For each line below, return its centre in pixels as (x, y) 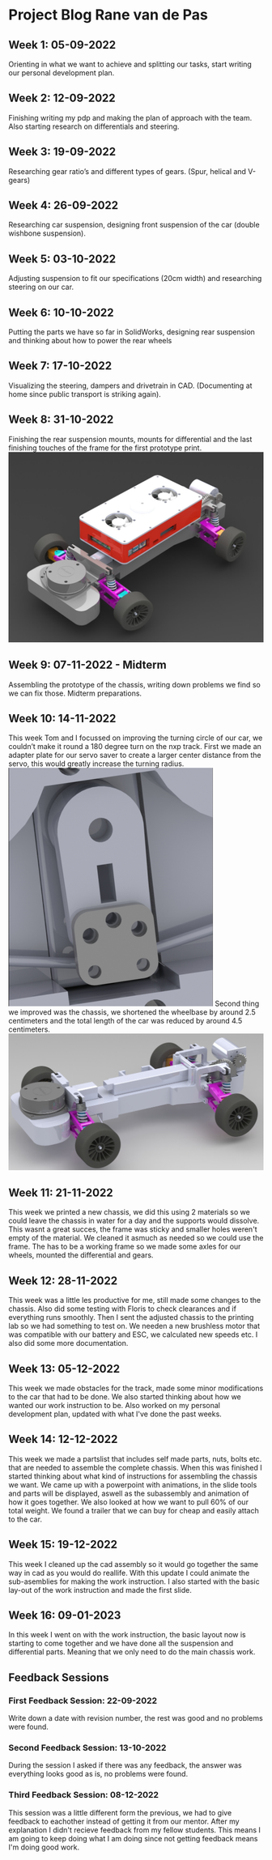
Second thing (237, 1004)
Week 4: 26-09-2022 (64, 205)
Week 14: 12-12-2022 (63, 1439)
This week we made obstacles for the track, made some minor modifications (136, 1388)
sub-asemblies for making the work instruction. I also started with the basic (134, 1581)
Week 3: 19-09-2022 (62, 152)
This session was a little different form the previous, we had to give (120, 1812)
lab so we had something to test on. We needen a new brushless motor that (134, 1326)
